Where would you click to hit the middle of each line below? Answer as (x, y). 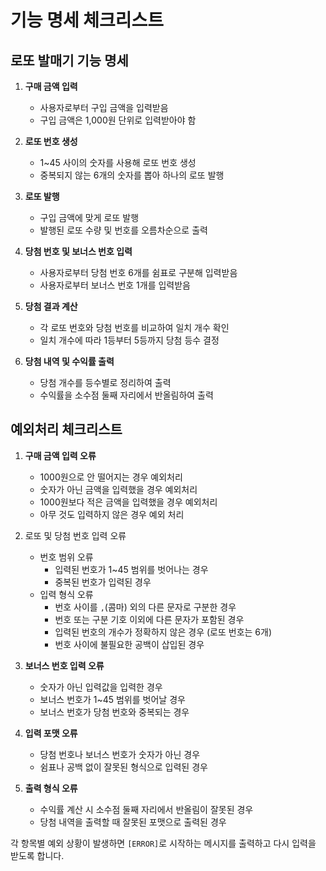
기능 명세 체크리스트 (87, 20)
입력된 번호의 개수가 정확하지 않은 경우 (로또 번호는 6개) (163, 632)
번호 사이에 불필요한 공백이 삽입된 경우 (129, 644)
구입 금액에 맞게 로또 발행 (89, 217)
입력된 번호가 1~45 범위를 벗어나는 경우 (131, 569)
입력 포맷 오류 (51, 733)
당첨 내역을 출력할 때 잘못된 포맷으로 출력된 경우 (133, 822)
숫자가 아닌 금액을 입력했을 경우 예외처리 (118, 489)
